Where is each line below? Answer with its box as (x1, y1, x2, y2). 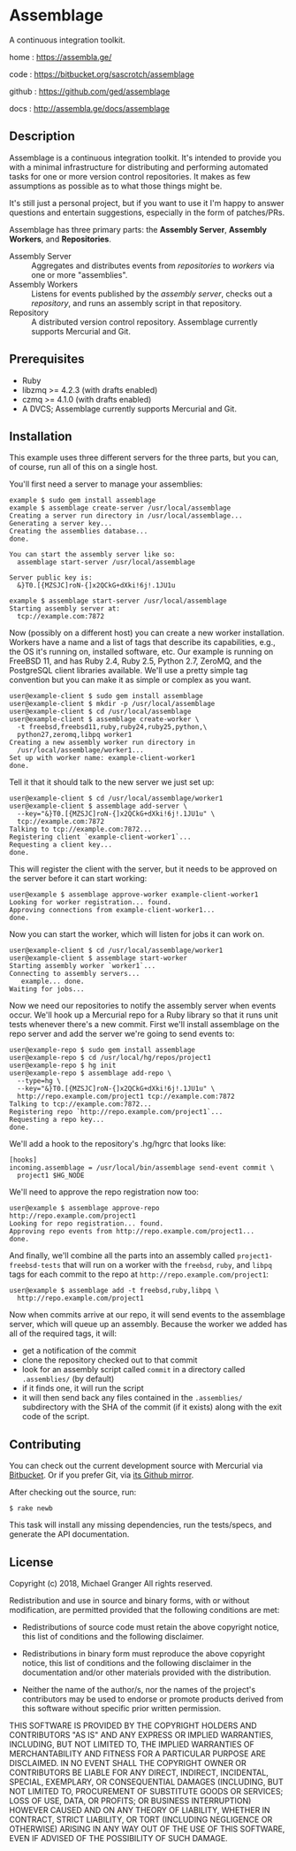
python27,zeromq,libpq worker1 (17, 731, 133, 740)
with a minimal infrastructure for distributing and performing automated (9, 161, 269, 173)
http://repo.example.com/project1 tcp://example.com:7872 (17, 1092, 236, 1102)
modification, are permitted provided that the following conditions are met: (9, 1605, 280, 1615)
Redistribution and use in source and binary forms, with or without (9, 1595, 250, 1606)
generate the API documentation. (9, 1529, 130, 1540)
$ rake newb (9, 1504, 53, 1513)
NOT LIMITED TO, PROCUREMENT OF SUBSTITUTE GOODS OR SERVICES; (9, 1786, 284, 1796)
